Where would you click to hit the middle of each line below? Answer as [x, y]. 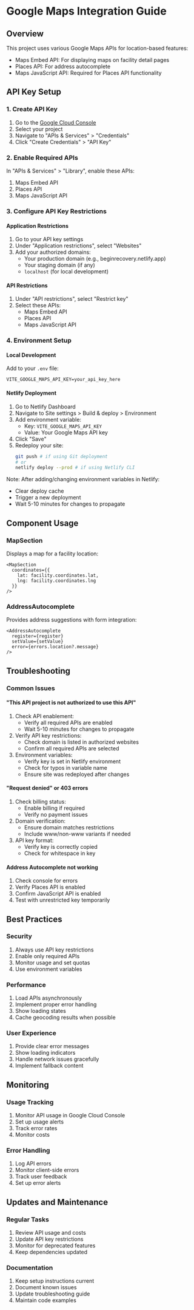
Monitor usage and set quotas [52, 962]
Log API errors [33, 1164]
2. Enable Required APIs [42, 157]
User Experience [31, 1033]
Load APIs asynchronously [48, 998]
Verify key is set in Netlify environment [72, 761]
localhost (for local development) [66, 272]
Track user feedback [41, 1176]
